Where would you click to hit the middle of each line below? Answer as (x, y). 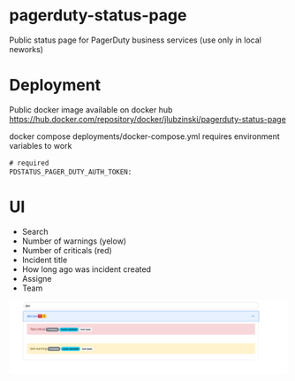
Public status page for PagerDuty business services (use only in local (136, 40)
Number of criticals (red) (67, 250)
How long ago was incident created (87, 269)
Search (35, 231)
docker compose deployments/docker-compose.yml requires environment (144, 136)
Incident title (45, 260)
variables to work (41, 145)
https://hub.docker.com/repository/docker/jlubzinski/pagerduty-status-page (148, 119)
